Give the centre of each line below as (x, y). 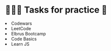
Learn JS (20, 44)
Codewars (22, 23)
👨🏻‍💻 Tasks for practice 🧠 (56, 10)
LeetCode (21, 28)
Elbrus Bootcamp (29, 34)
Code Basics (24, 39)
